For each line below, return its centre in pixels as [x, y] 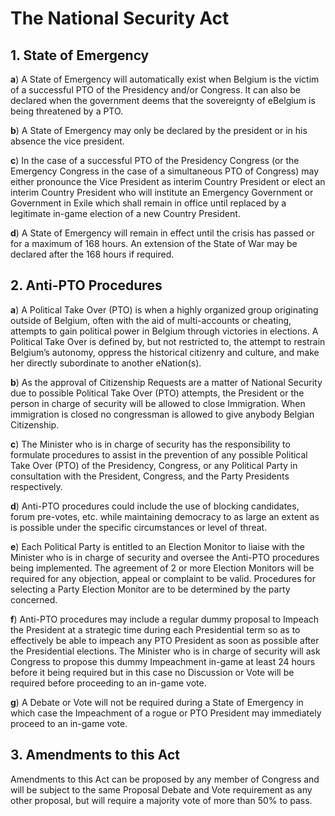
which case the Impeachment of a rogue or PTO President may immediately [166, 713]
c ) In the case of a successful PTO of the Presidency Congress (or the [155, 160]
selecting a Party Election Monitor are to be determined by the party [150, 589]
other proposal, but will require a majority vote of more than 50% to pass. [161, 800]
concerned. [34, 599]
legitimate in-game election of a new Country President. [125, 213]
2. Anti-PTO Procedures [86, 285]
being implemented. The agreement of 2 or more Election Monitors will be [162, 568]
